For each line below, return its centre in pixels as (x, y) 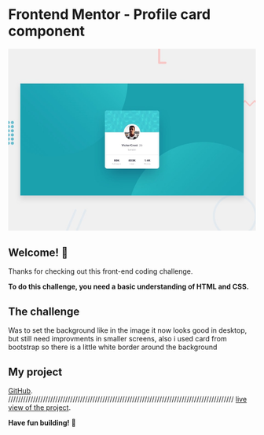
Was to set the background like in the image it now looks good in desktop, (128, 330)
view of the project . (40, 407)
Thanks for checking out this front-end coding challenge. (101, 271)
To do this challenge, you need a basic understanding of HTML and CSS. (128, 287)
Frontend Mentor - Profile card (109, 15)
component (46, 31)
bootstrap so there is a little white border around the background (113, 347)
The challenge (44, 311)
